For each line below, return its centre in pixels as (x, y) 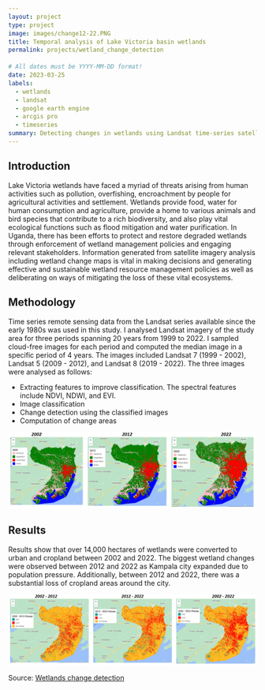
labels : (21, 83)
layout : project (35, 17)
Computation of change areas (68, 420)
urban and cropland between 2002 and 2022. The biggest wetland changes (131, 557)
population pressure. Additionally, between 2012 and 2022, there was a (124, 574)
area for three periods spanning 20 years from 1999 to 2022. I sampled (123, 338)
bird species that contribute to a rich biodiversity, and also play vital (118, 219)
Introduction (39, 166)
